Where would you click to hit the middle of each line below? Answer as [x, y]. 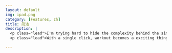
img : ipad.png [20, 15]
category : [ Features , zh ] [33, 19]
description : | [21, 29]
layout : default [23, 10]
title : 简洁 [17, 24]
